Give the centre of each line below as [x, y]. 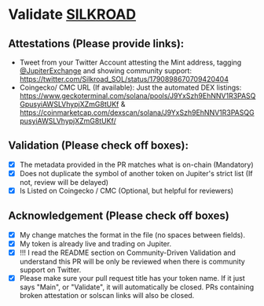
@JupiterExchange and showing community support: [106, 71]
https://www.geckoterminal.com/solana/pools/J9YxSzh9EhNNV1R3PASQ [137, 96]
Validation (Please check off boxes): [98, 146]
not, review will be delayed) [64, 182]
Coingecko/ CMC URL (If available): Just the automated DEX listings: [130, 87]
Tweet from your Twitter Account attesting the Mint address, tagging [130, 62]
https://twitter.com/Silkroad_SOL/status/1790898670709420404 [124, 79]
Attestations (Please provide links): [96, 44]
